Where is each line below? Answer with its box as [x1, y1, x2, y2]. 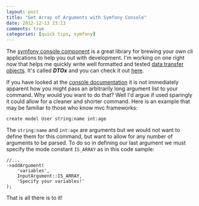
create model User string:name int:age [6, 116, 107, 122]
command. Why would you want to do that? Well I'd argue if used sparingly [6, 92, 193, 99]
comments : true [6, 25, 45, 32]
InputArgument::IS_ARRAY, [17, 173, 83, 179]
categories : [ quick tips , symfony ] [6, 31, 96, 37]
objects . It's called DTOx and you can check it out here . [6, 67, 145, 74]
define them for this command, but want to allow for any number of [6, 133, 173, 140]
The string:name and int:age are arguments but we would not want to [6, 126, 180, 134]
